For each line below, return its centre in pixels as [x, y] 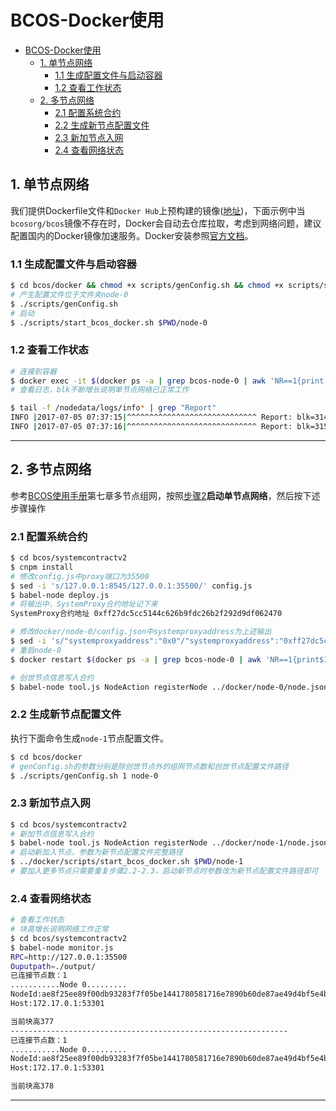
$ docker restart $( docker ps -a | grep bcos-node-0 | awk [136, 659]
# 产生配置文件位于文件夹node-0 [69, 294]
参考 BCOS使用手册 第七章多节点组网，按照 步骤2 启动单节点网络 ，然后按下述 [165, 495]
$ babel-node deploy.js [60, 595]
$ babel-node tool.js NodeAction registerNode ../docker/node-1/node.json [169, 843]
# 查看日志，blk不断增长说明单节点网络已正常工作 [100, 390]
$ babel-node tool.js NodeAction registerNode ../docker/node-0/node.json [169, 687]
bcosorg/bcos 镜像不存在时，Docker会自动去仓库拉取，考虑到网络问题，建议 [166, 223]
